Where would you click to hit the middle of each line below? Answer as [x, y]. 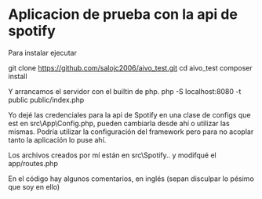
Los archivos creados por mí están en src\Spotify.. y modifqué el [113, 155]
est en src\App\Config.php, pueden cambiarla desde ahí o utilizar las [119, 123]
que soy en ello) [34, 186]
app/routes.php [33, 163]
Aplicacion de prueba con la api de [123, 14]
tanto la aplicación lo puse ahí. [57, 139]
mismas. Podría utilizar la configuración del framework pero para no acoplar [131, 132]
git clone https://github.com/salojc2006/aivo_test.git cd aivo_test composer [130, 67]
